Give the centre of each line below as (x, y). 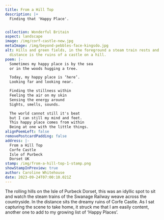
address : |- (17, 140)
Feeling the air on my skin (38, 95)
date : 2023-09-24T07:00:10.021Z (38, 177)
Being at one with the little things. (49, 127)
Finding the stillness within (40, 91)
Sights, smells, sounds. (35, 104)
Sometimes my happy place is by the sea (51, 64)
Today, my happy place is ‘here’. (45, 77)
